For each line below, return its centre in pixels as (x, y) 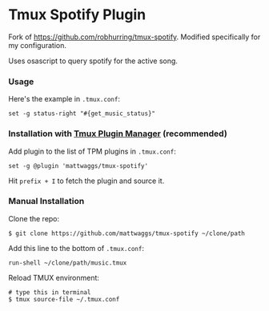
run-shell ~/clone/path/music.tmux (68, 263)
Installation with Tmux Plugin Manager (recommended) (118, 134)
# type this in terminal (50, 292)
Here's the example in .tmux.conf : (64, 99)
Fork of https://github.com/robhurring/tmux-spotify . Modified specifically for (134, 37)
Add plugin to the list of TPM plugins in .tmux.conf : (92, 151)
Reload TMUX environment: (54, 277)
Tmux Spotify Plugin (77, 15)
